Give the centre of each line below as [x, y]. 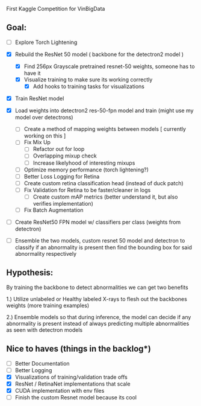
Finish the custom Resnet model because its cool [76, 397]
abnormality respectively [46, 254]
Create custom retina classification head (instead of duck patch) [104, 183]
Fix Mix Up [37, 142]
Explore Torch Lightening [46, 42]
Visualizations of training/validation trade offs [71, 377]
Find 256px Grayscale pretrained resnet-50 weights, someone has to [109, 66]
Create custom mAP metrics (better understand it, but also [105, 197]
